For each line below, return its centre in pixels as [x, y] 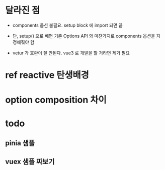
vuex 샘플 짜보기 [30, 162]
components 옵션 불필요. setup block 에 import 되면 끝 [68, 25]
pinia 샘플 [20, 143]
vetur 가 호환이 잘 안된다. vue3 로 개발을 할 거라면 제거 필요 [71, 53]
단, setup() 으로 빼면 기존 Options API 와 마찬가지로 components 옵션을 [84, 36]
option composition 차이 [56, 100]
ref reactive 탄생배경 [47, 75]
